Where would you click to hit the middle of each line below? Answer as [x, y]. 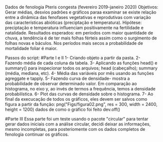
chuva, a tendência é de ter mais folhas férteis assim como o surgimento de [81, 38]
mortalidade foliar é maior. [31, 48]
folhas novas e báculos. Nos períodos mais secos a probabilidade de [74, 43]
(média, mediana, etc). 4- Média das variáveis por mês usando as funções [80, 73]
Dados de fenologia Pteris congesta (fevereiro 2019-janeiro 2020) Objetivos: [82, 7]
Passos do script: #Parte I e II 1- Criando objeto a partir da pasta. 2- [73, 58]
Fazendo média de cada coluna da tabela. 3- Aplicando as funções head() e [81, 63]
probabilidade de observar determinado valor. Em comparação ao [71, 84]
